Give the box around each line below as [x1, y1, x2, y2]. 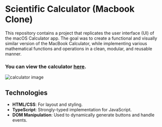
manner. [5, 51, 22, 57]
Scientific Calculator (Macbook [5, 3, 135, 15]
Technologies [5, 88, 48, 97]
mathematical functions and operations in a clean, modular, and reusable [5, 46, 152, 51]
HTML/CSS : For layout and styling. [12, 102, 83, 107]
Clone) [5, 14, 33, 25]
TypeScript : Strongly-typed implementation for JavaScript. [12, 107, 132, 113]
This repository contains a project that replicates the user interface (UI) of [5, 30, 155, 36]
